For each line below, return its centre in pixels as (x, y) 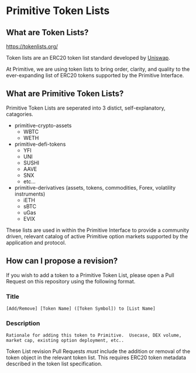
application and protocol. (36, 242)
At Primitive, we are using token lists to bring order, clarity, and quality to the (98, 69)
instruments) (30, 194)
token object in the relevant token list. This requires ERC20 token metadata (96, 358)
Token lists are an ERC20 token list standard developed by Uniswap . (88, 58)
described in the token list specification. (54, 364)
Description (23, 323)
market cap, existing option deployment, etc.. (65, 341)
